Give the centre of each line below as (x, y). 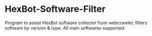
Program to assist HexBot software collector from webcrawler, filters (76, 23)
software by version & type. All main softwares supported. (65, 28)
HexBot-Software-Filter (55, 9)
